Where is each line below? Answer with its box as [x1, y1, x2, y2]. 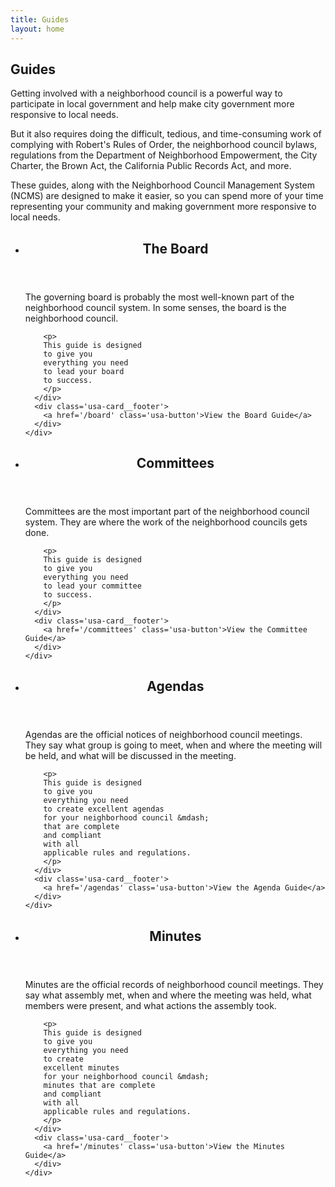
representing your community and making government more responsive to [10, 201, 317, 213]
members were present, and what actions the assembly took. [24, 999, 277, 1011]
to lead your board [43, 366, 125, 376]
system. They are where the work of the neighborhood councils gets [24, 516, 308, 528]
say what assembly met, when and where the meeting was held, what [24, 989, 312, 1001]
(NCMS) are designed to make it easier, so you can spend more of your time [10, 190, 324, 202]
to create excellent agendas [43, 804, 165, 815]
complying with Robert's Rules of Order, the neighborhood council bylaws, [10, 139, 318, 151]
